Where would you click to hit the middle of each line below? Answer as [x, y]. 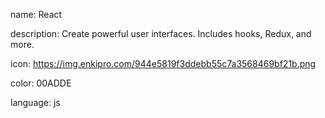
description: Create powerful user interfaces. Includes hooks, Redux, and [161, 33]
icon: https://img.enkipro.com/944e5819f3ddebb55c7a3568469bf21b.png [163, 63]
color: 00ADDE [41, 83]
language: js [35, 102]
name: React [36, 14]
